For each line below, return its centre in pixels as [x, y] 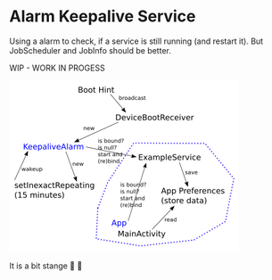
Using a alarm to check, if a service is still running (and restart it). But [136, 41]
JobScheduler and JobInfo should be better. [90, 50]
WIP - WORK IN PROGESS [57, 68]
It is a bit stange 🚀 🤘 [46, 266]
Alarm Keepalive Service [103, 16]
